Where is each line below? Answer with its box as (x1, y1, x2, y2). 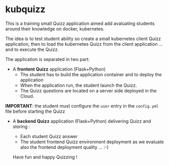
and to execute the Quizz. (5, 46, 59, 52)
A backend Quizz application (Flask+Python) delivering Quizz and (12, 118, 151, 124)
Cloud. (20, 93, 35, 99)
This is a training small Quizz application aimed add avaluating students (5, 20, 155, 26)
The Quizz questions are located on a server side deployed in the (20, 87, 157, 93)
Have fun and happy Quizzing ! (12, 154, 78, 160)
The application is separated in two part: (5, 56, 90, 62)
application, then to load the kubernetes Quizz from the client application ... (5, 41, 163, 47)
